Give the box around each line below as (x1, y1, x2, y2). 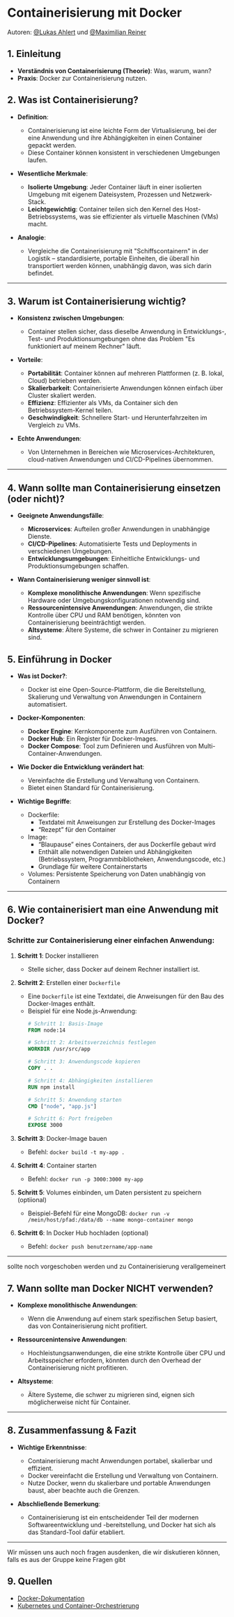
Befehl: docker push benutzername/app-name (27, 1243, 153, 1251)
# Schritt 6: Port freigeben (27, 1115, 113, 1122)
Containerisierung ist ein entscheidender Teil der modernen (27, 1513, 199, 1522)
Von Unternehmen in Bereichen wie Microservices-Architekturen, (27, 448, 215, 457)
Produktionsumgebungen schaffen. (27, 562, 130, 570)
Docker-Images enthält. (27, 999, 96, 1007)
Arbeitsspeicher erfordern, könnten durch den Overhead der (27, 1356, 202, 1364)
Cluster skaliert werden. (27, 391, 97, 400)
